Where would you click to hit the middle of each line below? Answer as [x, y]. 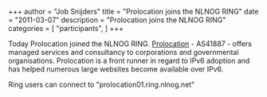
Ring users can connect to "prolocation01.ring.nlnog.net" [102, 84]
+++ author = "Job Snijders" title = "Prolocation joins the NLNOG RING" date [133, 12]
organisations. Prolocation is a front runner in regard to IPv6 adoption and [129, 60]
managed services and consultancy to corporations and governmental [124, 52]
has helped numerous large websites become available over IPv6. [116, 69]
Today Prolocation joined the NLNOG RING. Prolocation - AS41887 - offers [130, 44]
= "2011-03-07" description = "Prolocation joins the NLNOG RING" [117, 20]
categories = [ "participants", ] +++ [66, 28]
